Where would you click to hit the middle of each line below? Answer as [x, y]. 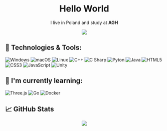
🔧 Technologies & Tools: [43, 48]
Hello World [84, 9]
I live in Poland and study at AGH [84, 22]
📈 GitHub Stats [30, 109]
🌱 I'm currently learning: [44, 81]
